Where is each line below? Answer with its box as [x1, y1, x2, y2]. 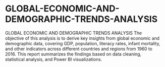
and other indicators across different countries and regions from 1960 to [5, 46, 153, 52]
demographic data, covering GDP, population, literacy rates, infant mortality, [5, 40, 161, 46]
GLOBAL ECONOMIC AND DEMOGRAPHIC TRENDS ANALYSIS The [5, 30, 142, 36]
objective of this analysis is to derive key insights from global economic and [5, 35, 160, 41]
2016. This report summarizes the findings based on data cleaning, [5, 51, 142, 57]
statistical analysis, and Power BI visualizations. [5, 56, 103, 62]
